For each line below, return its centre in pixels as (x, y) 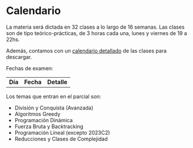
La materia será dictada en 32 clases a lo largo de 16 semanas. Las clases (95, 27)
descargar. (19, 57)
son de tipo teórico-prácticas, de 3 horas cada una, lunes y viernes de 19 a (97, 33)
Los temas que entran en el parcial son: (54, 96)
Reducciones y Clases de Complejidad (61, 139)
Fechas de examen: (30, 68)
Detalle (57, 82)
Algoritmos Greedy (37, 114)
